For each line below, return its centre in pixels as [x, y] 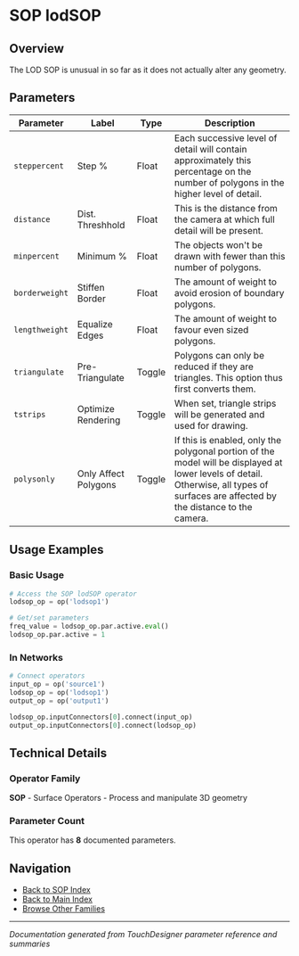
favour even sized [211, 329]
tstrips [30, 414]
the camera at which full [225, 219]
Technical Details [58, 753]
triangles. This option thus [228, 377]
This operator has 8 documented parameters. [93, 840]
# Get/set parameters [49, 618]
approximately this [213, 160]
